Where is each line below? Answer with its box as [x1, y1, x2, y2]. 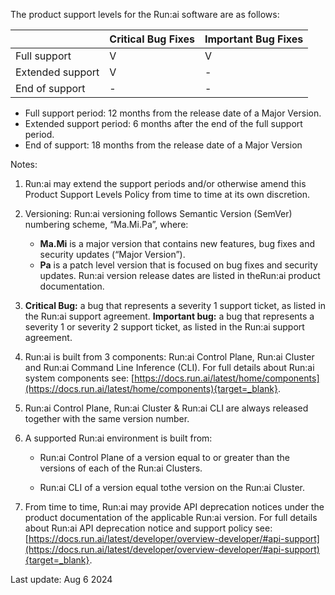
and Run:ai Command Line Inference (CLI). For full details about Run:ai [24, 362, 315, 373]
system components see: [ [24, 372, 135, 384]
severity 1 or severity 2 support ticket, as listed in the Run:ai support [24, 321, 305, 333]
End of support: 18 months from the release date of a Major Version [24, 139, 303, 151]
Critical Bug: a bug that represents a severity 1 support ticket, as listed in [24, 300, 326, 311]
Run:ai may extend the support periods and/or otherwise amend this [24, 178, 307, 189]
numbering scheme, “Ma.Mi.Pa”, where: [24, 219, 189, 230]
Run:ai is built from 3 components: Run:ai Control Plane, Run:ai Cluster [24, 351, 315, 363]
